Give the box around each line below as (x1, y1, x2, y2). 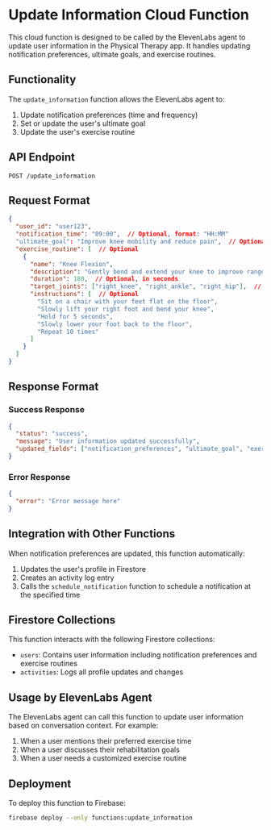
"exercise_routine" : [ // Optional (15, 244, 139, 253)
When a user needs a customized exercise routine (19, 753, 187, 763)
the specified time (19, 590, 81, 599)
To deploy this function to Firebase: (8, 799, 127, 808)
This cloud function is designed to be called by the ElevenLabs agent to (8, 32, 246, 42)
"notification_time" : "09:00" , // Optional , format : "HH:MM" (15, 230, 229, 239)
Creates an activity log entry (19, 573, 115, 582)
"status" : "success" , (15, 430, 89, 438)
